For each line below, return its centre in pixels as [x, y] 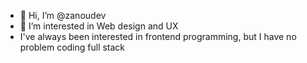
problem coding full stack [72, 47]
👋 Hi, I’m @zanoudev [63, 15]
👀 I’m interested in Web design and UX [99, 26]
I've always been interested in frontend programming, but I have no [158, 36]
